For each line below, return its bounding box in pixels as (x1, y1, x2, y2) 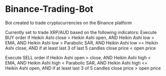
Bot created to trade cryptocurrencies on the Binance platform (5, 20, 132, 26)
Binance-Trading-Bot (5, 3, 94, 15)
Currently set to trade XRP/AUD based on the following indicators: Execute (5, 29, 157, 35)
